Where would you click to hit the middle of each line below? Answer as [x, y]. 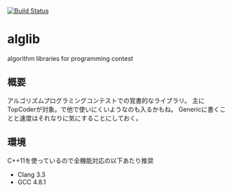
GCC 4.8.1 [32, 181]
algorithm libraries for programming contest [70, 58]
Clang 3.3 [31, 174]
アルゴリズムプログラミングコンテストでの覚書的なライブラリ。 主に [106, 100]
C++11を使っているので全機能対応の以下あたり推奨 [81, 160]
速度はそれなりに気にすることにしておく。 [81, 118]
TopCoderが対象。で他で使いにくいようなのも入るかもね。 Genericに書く [114, 109]
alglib [24, 39]
